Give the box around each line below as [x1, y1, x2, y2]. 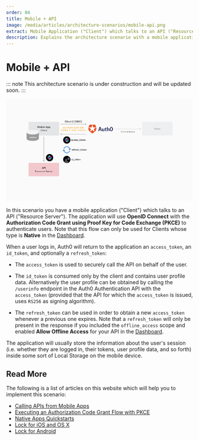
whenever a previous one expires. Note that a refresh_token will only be [14, 315, 191, 322]
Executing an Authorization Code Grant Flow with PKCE [14, 409, 150, 416]
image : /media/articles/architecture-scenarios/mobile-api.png [6, 22, 166, 28]
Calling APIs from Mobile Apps [14, 403, 90, 410]
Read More [6, 369, 47, 379]
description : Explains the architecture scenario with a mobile [6, 34, 168, 41]
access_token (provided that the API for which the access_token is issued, [14, 291, 193, 298]
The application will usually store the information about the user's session [6, 339, 186, 346]
